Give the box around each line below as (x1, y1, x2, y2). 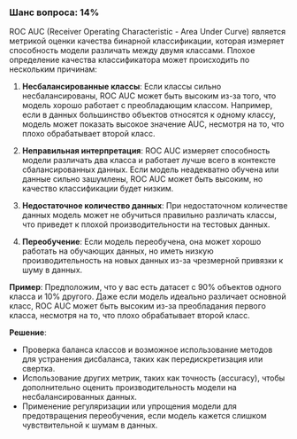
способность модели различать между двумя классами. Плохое (9, 45, 255, 56)
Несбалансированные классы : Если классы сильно (21, 82, 222, 92)
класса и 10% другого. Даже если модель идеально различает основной (9, 291, 287, 302)
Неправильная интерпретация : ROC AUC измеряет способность (21, 145, 270, 156)
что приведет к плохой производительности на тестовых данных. (21, 219, 270, 230)
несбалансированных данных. (21, 392, 137, 403)
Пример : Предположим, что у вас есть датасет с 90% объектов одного (9, 282, 282, 293)
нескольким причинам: (9, 64, 97, 74)
